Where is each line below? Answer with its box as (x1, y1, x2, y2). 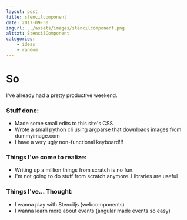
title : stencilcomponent (6, 14, 67, 20)
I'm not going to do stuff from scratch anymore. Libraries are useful (14, 173, 178, 180)
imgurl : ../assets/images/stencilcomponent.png (6, 25, 125, 31)
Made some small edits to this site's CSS (14, 119, 113, 126)
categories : (6, 36, 35, 42)
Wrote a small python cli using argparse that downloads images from (14, 126, 182, 133)
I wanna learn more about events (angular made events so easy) (14, 207, 171, 214)
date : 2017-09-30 (6, 19, 49, 25)
